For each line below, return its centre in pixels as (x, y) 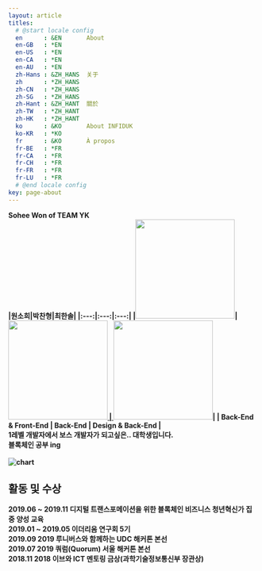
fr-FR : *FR (39, 171)
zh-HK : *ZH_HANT (48, 119)
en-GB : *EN (39, 45)
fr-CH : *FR (39, 163)
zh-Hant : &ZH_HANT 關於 (57, 104)
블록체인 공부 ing (35, 444)
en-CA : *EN (39, 60)
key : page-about (35, 192)
